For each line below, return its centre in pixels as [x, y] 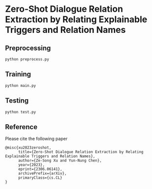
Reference [21, 127]
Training [18, 74]
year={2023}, [31, 165]
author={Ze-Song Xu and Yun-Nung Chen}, [60, 161]
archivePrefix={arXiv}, [42, 174]
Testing [17, 101]
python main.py [21, 85]
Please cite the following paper [36, 139]
